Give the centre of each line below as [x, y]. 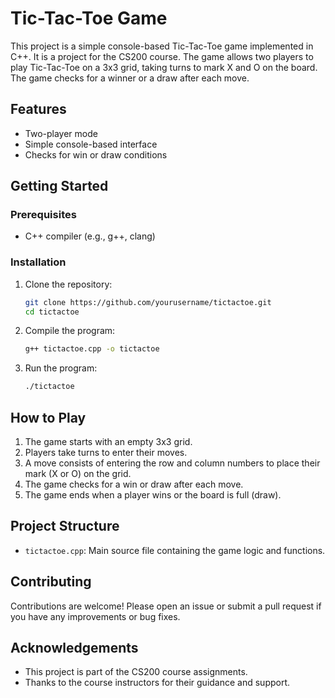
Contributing [51, 582]
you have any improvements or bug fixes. [95, 616]
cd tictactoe [52, 312]
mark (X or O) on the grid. [78, 474]
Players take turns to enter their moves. [106, 453]
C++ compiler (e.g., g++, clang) [90, 236]
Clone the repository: [68, 284]
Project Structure [65, 526]
